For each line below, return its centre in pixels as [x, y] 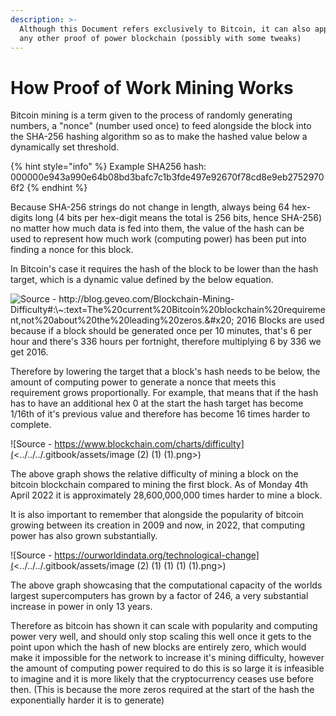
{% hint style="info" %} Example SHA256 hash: [108, 167]
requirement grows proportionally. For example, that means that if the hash [164, 393]
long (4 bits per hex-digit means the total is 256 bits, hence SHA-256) [178, 218]
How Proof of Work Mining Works [152, 87]
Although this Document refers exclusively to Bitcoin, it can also [165, 29]
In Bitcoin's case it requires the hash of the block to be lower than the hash [164, 269]
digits [21, 218]
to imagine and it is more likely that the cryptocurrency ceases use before [162, 679]
